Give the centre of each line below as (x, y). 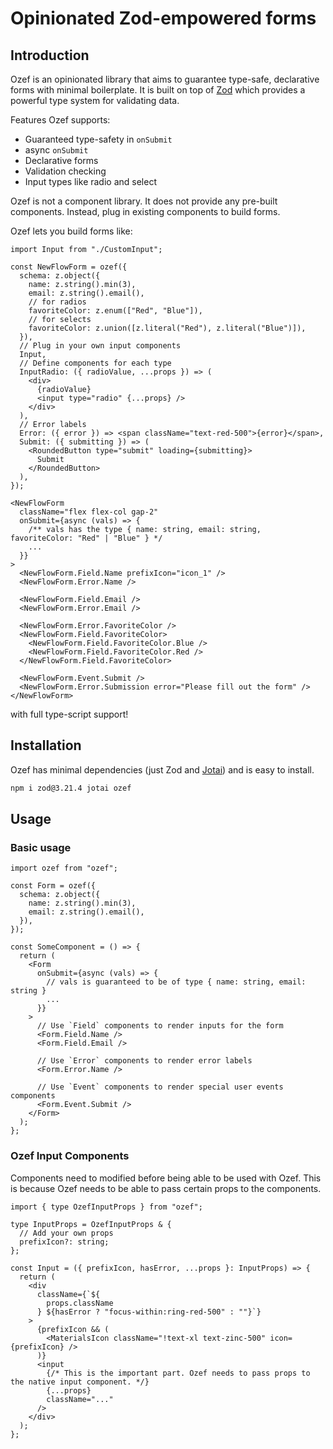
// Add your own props (66, 1233)
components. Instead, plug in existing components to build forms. (145, 211)
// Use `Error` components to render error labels (144, 1061)
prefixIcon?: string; (64, 1242)
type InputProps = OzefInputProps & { (91, 1224)
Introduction (50, 55)
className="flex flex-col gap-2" (89, 512)
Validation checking (65, 171)
